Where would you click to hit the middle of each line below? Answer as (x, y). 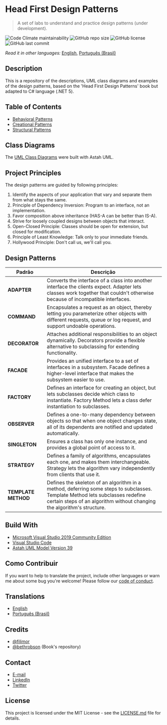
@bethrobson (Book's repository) (46, 647)
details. (13, 718)
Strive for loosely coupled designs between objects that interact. (79, 221)
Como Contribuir (32, 564)
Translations (25, 597)
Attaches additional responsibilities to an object (102, 334)
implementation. (29, 211)
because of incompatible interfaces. (88, 299)
